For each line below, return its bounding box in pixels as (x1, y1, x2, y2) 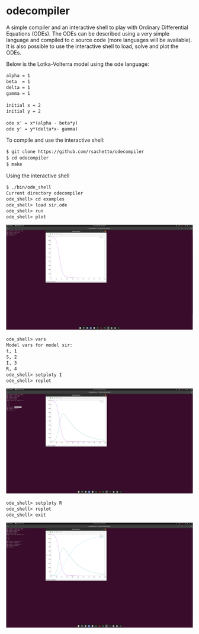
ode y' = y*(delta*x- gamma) (6, 126, 78, 132)
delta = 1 (6, 84, 31, 90)
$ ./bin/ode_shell (6, 184, 52, 190)
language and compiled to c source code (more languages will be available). (6, 36, 192, 43)
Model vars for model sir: (6, 342, 73, 348)
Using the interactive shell (6, 172, 70, 179)
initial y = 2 (6, 108, 41, 114)
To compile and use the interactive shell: (6, 136, 105, 144)
